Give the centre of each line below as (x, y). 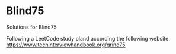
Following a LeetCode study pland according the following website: (88, 38)
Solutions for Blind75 (32, 27)
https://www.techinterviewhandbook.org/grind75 (66, 45)
